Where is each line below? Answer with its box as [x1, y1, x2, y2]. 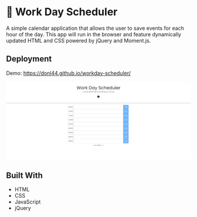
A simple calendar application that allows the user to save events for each [6, 25, 185, 32]
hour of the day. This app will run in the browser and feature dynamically [6, 30, 182, 37]
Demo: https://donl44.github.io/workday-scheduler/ [6, 70, 131, 77]
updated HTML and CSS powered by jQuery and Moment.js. [6, 37, 151, 44]
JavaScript [14, 198, 41, 205]
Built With [6, 170, 43, 180]
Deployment [6, 54, 52, 64]
